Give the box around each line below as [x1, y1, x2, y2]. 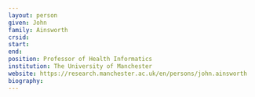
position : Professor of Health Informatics [8, 56, 153, 63]
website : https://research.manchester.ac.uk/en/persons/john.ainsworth [8, 70, 247, 77]
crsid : [8, 33, 30, 41]
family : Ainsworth [8, 26, 68, 34]
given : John [8, 19, 47, 27]
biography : [8, 77, 44, 84]
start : [8, 41, 30, 48]
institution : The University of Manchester [8, 63, 153, 70]
